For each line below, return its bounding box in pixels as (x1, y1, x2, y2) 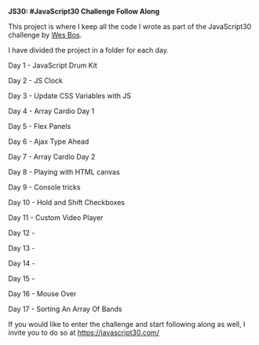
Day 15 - (8, 274, 35, 283)
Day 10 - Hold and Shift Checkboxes (8, 198, 126, 207)
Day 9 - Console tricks (8, 182, 81, 192)
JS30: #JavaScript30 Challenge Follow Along (8, 7, 160, 16)
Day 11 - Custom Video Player (8, 213, 104, 222)
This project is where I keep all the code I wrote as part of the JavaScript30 (8, 22, 252, 31)
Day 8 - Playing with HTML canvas (8, 167, 120, 176)
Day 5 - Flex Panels (8, 122, 71, 130)
